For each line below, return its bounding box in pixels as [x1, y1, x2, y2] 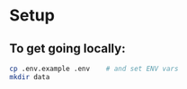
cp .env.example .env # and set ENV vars [9, 64, 179, 73]
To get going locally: [9, 41, 126, 56]
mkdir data [9, 72, 50, 81]
